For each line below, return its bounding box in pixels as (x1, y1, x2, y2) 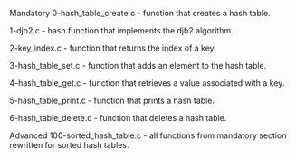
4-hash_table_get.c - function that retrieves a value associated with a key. (9, 78, 285, 88)
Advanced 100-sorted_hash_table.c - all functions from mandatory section (9, 130, 287, 141)
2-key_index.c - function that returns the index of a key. (9, 42, 217, 53)
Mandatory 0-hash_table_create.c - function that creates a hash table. (9, 8, 271, 18)
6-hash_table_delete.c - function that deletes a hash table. (9, 113, 227, 123)
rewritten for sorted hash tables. (9, 140, 129, 150)
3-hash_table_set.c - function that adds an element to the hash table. (9, 60, 267, 70)
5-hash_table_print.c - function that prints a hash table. (9, 95, 215, 106)
